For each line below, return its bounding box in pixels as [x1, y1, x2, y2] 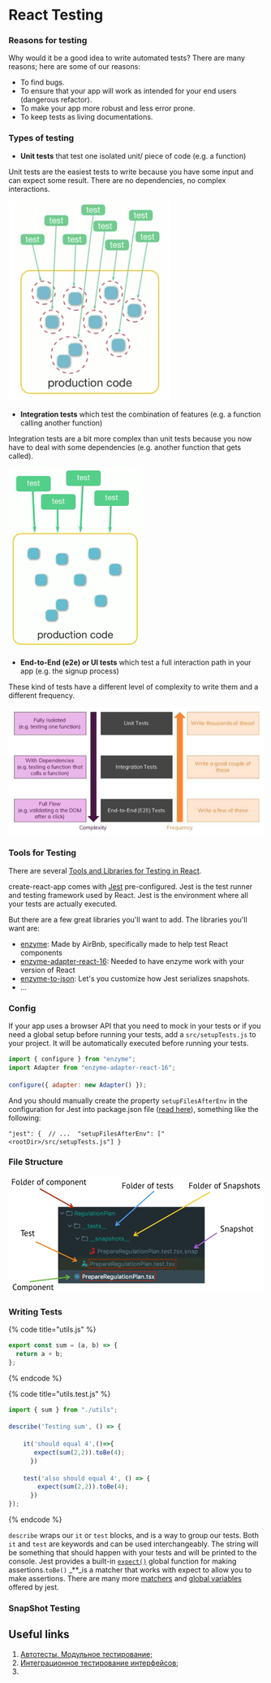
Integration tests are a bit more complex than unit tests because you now [8, 434, 252, 443]
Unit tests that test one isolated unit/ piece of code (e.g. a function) [19, 150, 247, 160]
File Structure [8, 1157, 63, 1168]
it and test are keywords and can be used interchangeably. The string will [8, 1539, 259, 1549]
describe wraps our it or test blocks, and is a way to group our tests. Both [8, 1531, 260, 1541]
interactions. [8, 184, 50, 194]
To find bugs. [19, 77, 65, 87]
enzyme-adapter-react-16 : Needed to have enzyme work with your [19, 956, 245, 966]
